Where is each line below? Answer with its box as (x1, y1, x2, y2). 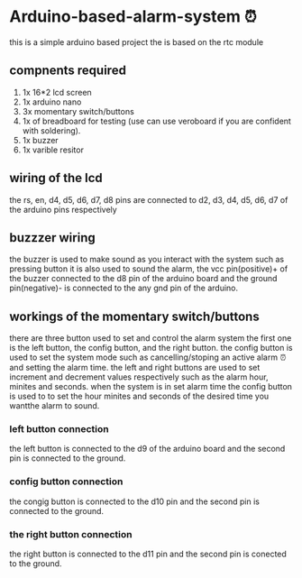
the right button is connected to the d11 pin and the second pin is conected (9, 548, 287, 560)
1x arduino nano (22, 96, 82, 107)
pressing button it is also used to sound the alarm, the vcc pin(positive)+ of (9, 263, 288, 274)
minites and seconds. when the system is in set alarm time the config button (9, 381, 293, 392)
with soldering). (22, 124, 81, 136)
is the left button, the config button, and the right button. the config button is (9, 343, 293, 353)
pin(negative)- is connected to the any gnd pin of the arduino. (9, 282, 239, 294)
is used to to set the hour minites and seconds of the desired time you (9, 390, 270, 402)
